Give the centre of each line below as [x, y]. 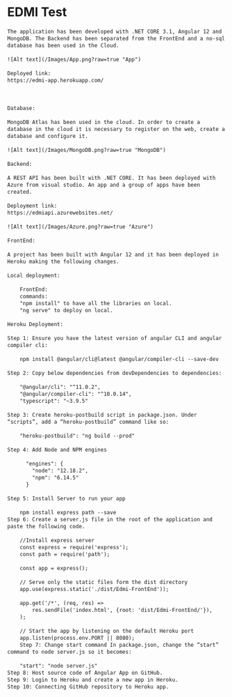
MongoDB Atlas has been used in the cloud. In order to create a [103, 122]
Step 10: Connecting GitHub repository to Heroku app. [88, 687]
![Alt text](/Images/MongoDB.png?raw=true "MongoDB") [87, 150]
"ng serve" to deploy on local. [66, 310]
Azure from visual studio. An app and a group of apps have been [103, 185]
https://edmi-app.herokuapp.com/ [56, 80]
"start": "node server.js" [59, 666]
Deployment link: [32, 206]
